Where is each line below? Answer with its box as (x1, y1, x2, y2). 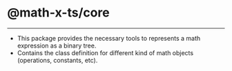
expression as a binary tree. (17, 41, 97, 50)
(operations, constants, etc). (17, 56, 98, 64)
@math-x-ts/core (7, 5, 110, 21)
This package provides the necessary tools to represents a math (17, 34, 201, 42)
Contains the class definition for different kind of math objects (17, 48, 194, 57)
